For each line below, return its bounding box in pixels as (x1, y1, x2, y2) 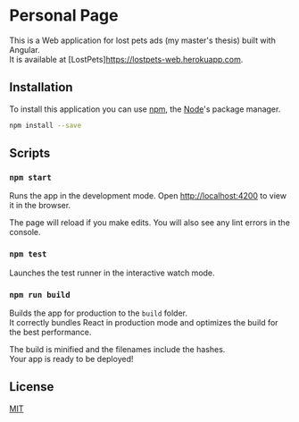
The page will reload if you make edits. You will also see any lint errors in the (9, 217, 290, 228)
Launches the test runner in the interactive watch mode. (9, 267, 216, 278)
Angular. (9, 44, 40, 55)
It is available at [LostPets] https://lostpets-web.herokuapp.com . (9, 54, 244, 64)
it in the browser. (9, 200, 71, 211)
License (9, 379, 54, 394)
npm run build (9, 290, 71, 300)
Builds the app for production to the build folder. (9, 308, 188, 318)
